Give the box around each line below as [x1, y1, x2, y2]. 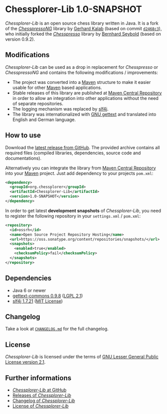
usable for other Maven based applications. [12, 84, 102, 90]
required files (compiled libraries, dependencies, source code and [5, 150, 141, 156]
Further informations [5, 373, 71, 382]
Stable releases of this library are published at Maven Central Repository [12, 89, 162, 96]
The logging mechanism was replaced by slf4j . [12, 106, 109, 112]
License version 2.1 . [5, 359, 46, 365]
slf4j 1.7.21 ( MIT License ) [12, 298, 63, 304]
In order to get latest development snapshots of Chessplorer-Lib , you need [5, 208, 161, 214]
